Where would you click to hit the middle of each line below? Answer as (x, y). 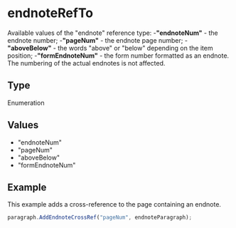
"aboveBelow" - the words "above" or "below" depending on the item (110, 48)
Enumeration (26, 103)
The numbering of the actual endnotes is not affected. (86, 63)
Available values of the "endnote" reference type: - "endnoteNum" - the (113, 33)
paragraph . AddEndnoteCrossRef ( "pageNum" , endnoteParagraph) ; (100, 218)
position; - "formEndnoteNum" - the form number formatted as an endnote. (118, 56)
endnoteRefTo (50, 13)
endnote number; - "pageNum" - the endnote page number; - (98, 40)
